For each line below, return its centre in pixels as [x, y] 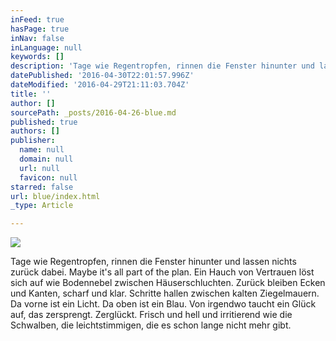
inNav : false [37, 38]
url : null [39, 168]
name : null [42, 150]
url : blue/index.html [55, 196]
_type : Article [42, 206]
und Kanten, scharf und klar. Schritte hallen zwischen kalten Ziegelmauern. [165, 293]
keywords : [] [37, 57]
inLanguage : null [46, 47]
